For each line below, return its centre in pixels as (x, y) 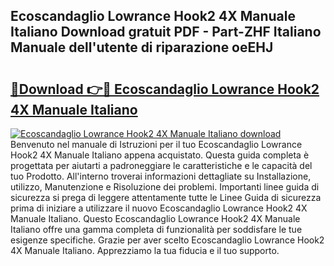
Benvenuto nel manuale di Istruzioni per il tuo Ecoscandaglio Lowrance (156, 144)
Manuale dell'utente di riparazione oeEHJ (142, 47)
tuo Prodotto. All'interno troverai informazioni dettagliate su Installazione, (161, 176)
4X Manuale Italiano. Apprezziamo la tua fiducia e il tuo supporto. (145, 250)
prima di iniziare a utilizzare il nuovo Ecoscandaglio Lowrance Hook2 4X (159, 208)
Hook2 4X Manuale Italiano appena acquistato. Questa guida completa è (160, 155)
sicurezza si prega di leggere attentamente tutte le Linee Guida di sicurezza (166, 197)
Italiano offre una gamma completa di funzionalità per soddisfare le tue (156, 229)
